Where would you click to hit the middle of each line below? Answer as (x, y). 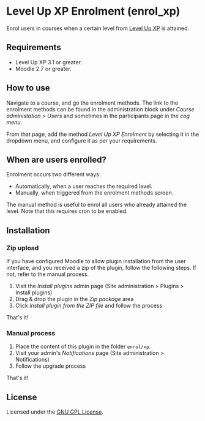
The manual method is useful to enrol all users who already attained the (97, 205)
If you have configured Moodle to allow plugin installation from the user (96, 261)
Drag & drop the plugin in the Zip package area (74, 299)
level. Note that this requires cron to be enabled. (67, 211)
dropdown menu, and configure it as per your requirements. (82, 140)
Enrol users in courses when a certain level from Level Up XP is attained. (98, 28)
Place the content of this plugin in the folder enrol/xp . (83, 346)
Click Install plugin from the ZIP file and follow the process (89, 306)
